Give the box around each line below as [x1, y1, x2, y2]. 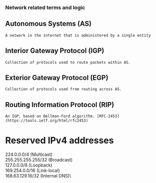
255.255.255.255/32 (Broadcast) [5, 157, 73, 163]
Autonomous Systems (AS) [5, 20, 91, 28]
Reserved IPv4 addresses [5, 135, 114, 146]
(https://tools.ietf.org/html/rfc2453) [5, 118, 88, 123]
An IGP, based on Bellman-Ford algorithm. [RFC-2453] [5, 114, 120, 119]
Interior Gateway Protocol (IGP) [5, 47, 104, 55]
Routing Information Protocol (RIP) [5, 100, 114, 109]
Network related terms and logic [5, 4, 85, 11]
